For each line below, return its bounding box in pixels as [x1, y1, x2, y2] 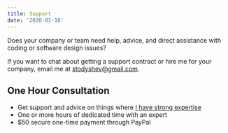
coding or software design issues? [7, 43, 106, 52]
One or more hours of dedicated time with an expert [17, 111, 168, 119]
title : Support [7, 10, 52, 17]
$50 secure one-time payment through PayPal [17, 118, 151, 127]
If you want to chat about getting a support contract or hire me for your [7, 57, 212, 65]
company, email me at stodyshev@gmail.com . [7, 64, 140, 73]
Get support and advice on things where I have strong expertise [17, 103, 201, 112]
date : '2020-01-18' [7, 17, 64, 24]
